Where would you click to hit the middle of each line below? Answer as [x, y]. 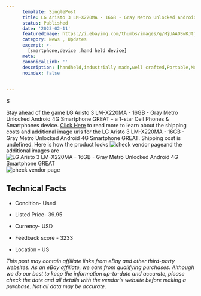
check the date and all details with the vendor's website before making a [96, 280]
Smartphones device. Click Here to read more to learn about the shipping [96, 125]
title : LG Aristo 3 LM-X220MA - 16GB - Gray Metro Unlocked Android [109, 17]
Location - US [32, 249]
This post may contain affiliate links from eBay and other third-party [91, 261]
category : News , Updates [54, 39]
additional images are [33, 151]
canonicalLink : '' [45, 62]
